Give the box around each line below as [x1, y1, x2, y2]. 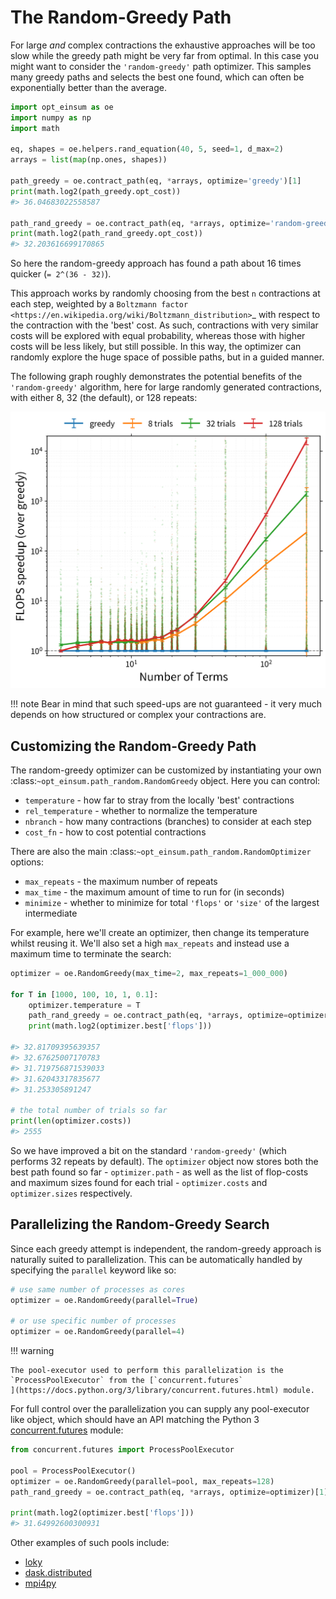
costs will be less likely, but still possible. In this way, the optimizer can [10, 341, 302, 353]
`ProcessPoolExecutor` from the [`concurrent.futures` [10, 1376, 244, 1386]
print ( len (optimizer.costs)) [10, 1116, 132, 1126]
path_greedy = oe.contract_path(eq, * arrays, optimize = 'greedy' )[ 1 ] [10, 176, 302, 186]
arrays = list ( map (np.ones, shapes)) [10, 155, 168, 165]
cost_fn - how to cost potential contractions [24, 826, 207, 838]
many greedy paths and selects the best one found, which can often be [10, 71, 305, 83]
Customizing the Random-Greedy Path [10, 737, 257, 755]
